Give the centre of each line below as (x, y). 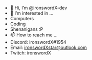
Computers (22, 18)
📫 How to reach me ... (34, 35)
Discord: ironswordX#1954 (38, 42)
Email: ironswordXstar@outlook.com (48, 47)
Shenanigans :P (27, 29)
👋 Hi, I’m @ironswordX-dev (39, 8)
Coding (18, 24)
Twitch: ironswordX (30, 53)
